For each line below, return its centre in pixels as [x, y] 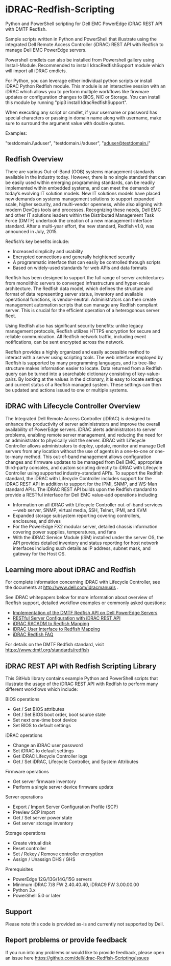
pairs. [11, 379]
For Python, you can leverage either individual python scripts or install [79, 80]
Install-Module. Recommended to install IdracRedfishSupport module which [85, 65]
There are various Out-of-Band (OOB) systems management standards [80, 171]
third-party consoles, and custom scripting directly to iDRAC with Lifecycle [84, 467]
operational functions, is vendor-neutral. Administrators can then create [81, 299]
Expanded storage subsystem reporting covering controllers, [77, 516]
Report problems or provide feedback [66, 940]
